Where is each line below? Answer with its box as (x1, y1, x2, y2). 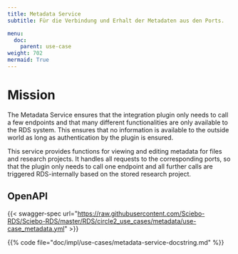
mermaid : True (7, 56, 50, 64)
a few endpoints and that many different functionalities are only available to (7, 118, 228, 127)
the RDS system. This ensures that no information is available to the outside (7, 125, 229, 134)
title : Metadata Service (7, 10, 81, 18)
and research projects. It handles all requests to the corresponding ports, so (7, 154, 231, 163)
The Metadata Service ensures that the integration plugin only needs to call (7, 110, 229, 119)
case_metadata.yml (7, 224, 65, 233)
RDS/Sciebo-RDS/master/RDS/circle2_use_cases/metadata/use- (7, 216, 197, 225)
